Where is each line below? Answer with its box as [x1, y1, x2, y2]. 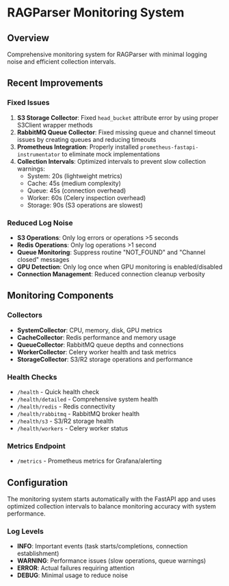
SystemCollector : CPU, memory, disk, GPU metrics [16, 326, 163, 334]
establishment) [16, 550, 59, 558]
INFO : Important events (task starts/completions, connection [16, 542, 188, 550]
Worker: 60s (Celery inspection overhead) [27, 193, 146, 202]
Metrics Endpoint [7, 441, 66, 450]
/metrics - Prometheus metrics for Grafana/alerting [16, 457, 162, 465]
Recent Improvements [7, 77, 104, 89]
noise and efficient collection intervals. [7, 58, 116, 66]
